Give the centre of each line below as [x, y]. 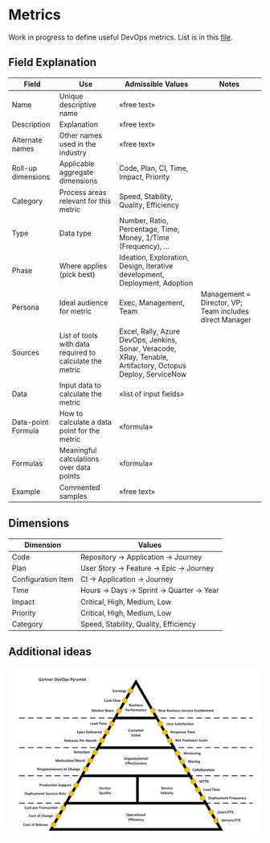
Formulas [27, 463]
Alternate [27, 139]
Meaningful [78, 451]
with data [74, 344]
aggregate [76, 172]
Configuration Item [43, 579]
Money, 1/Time [145, 237]
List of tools [78, 335]
